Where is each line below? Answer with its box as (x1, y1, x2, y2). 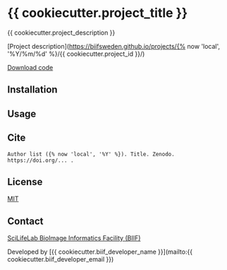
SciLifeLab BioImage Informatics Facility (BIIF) (7, 234, 141, 242)
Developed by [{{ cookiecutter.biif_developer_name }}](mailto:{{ (7, 247, 192, 256)
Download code (7, 63, 54, 71)
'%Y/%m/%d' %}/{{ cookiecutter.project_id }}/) (7, 49, 145, 58)
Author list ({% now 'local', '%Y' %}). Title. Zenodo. (7, 151, 175, 158)
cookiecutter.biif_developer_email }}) (7, 255, 114, 264)
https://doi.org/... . (7, 157, 74, 164)
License (7, 175, 43, 188)
